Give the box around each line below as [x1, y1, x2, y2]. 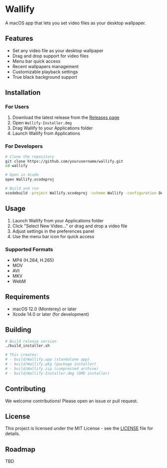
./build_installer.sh [5, 343, 50, 349]
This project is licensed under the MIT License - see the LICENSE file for [5, 425, 153, 431]
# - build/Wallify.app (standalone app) [5, 357, 90, 362]
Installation [5, 89, 41, 97]
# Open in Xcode [5, 173, 39, 178]
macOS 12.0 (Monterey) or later [12, 306, 77, 312]
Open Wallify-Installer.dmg [12, 120, 72, 126]
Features [5, 34, 33, 43]
